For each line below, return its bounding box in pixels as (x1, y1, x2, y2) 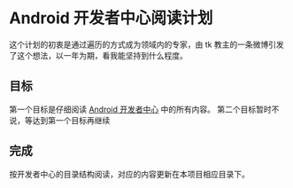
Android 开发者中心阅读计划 (9, 8, 213, 28)
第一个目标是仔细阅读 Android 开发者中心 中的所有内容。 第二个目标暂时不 (9, 104, 280, 114)
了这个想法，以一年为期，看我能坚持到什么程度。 (9, 50, 188, 60)
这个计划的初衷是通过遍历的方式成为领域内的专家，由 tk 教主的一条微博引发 (9, 39, 285, 50)
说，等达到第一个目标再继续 (9, 114, 111, 125)
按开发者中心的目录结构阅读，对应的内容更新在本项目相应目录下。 (9, 168, 250, 179)
